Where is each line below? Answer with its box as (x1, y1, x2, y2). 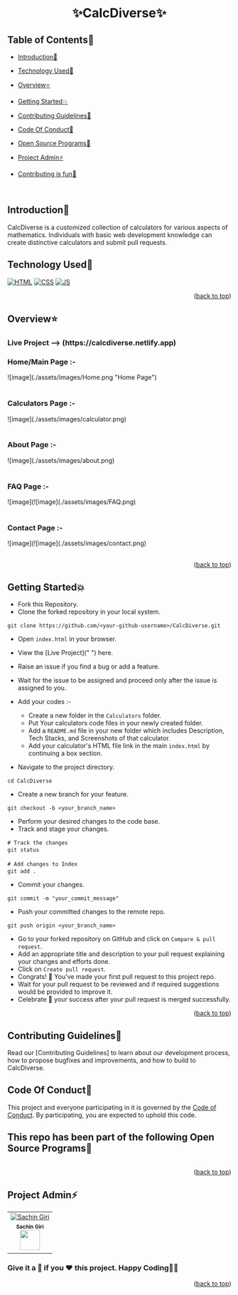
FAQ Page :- (7, 481, 50, 491)
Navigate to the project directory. (17, 763, 115, 772)
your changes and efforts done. (17, 958, 111, 966)
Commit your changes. (17, 881, 85, 889)
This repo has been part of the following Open (7, 1131, 215, 1143)
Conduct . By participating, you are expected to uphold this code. (7, 1111, 197, 1119)
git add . (7, 868, 37, 875)
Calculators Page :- (7, 399, 76, 409)
